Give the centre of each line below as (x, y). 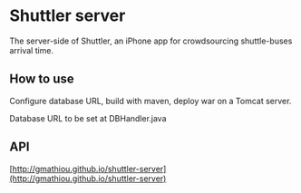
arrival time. (32, 50)
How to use (42, 79)
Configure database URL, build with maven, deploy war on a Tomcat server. (150, 101)
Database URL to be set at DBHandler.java (88, 118)
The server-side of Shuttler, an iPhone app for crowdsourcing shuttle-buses (151, 41)
